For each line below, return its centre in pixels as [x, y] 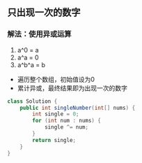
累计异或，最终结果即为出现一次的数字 [72, 88]
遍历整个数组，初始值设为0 [56, 79]
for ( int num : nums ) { [66, 121]
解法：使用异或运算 [39, 34]
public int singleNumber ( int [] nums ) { [78, 108]
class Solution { [32, 101]
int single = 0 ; [56, 114]
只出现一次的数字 [44, 13]
